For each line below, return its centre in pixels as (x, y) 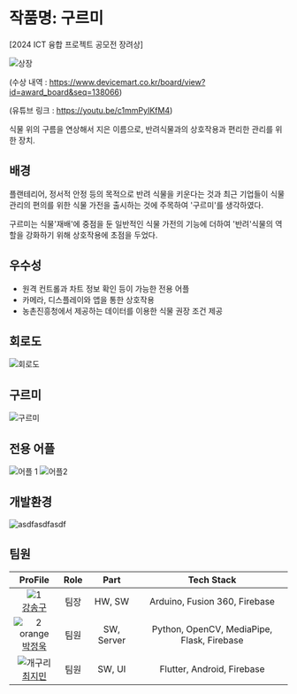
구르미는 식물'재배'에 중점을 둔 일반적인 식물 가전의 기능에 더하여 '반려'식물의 (141, 223)
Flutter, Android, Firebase (212, 668)
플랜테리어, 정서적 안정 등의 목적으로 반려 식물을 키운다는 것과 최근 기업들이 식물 (147, 194)
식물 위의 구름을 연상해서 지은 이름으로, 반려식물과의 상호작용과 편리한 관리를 (141, 129)
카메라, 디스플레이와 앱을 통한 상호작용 (88, 300)
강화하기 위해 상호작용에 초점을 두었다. (91, 235)
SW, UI (112, 668)
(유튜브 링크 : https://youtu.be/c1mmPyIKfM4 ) (91, 110)
